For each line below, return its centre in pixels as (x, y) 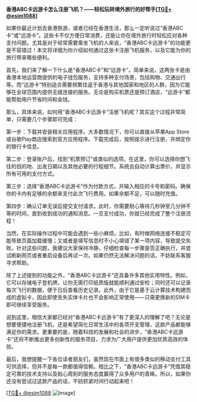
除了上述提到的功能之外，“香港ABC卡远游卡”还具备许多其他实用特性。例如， (98, 275)
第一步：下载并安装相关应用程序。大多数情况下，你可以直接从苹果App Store (98, 132)
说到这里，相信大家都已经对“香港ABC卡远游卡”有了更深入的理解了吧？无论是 (98, 317)
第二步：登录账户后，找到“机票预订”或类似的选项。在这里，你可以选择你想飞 (98, 159)
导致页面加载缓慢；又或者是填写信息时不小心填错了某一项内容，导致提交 (98, 240)
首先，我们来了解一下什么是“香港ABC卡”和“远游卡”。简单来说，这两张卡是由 (98, 70)
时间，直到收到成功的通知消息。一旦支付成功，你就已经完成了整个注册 (101, 213)
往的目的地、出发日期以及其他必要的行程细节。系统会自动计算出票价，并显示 (98, 166)
